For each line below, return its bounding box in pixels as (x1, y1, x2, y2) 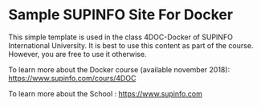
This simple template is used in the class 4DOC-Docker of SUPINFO (8, 32, 233, 42)
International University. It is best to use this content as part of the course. (8, 40, 254, 50)
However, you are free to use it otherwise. (8, 49, 147, 59)
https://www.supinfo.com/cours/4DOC (8, 73, 137, 83)
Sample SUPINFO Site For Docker (8, 6, 234, 24)
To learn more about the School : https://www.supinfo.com (8, 88, 202, 98)
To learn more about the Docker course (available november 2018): (8, 64, 230, 74)
